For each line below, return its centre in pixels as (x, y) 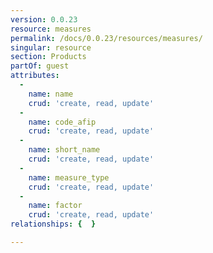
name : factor (55, 206)
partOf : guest (40, 66)
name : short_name (64, 150)
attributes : (35, 76)
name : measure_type (69, 177)
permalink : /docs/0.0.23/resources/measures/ (106, 38)
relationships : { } (53, 224)
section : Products (48, 57)
